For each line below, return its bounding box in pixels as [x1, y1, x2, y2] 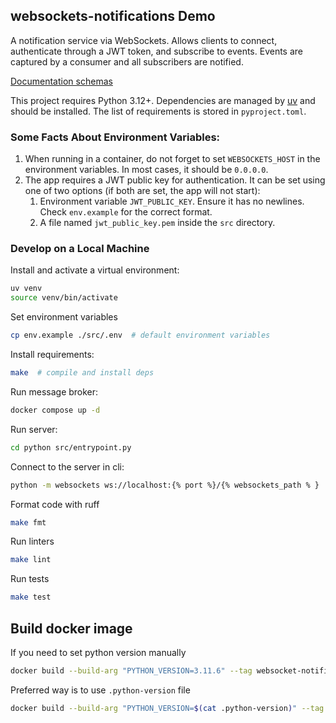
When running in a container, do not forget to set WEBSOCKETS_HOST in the [24, 153, 321, 165]
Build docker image [10, 620, 133, 637]
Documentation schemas [10, 75, 113, 87]
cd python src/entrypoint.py [10, 442, 132, 453]
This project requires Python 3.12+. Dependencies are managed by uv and [10, 94, 316, 106]
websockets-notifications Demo [10, 8, 216, 25]
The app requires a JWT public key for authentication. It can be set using [24, 174, 326, 186]
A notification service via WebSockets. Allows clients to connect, [10, 34, 278, 46]
